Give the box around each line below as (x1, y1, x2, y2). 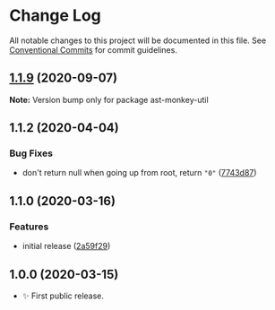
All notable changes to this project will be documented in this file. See (9, 35, 267, 46)
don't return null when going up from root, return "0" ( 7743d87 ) (21, 168, 257, 178)
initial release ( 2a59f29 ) (21, 241, 111, 252)
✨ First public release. (21, 290, 105, 301)
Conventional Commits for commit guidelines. (9, 44, 177, 55)
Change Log (9, 5, 101, 26)
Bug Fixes (9, 147, 54, 159)
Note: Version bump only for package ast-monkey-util (9, 94, 209, 105)
